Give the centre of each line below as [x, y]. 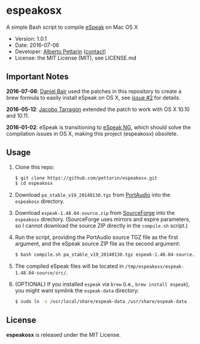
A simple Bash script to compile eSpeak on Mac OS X [72, 27]
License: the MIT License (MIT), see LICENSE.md [75, 58]
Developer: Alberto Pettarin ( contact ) [60, 51]
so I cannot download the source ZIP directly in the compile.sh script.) [101, 226]
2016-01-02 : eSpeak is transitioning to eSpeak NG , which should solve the [99, 127]
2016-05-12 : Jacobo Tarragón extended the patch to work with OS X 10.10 [98, 109]
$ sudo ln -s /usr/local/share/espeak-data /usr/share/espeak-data [101, 302]
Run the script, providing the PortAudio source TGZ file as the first [96, 237]
